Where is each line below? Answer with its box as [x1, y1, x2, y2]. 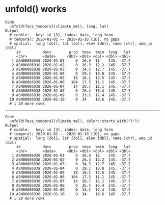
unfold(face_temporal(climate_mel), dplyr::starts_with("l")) [9, 119, 139, 124]
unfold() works [5, 3, 67, 15]
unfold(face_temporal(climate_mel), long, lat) [9, 24, 109, 29]
